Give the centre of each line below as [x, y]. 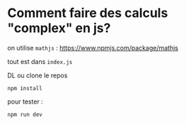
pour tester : [25, 102]
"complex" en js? [59, 28]
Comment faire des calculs [88, 13]
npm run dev [25, 114]
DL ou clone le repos [37, 75]
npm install [25, 88]
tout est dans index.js [40, 61]
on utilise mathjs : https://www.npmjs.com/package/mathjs [93, 48]
